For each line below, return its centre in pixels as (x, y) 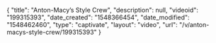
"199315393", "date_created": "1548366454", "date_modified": (98, 17)
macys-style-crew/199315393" (52, 32)
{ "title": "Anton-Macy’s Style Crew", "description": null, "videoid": (103, 10)
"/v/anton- (194, 25)
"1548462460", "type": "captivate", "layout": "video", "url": (92, 25)
